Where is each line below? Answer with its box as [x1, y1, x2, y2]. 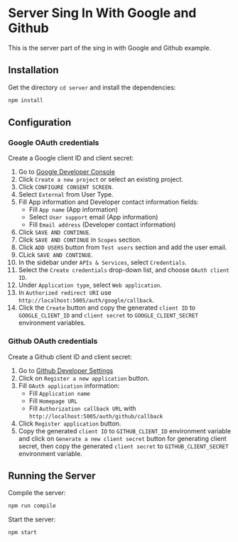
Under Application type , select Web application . [18, 281, 163, 289]
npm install [8, 97, 43, 104]
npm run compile [8, 502, 56, 509]
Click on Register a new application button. [18, 374, 150, 382]
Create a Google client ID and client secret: [8, 154, 134, 163]
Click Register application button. [18, 419, 121, 428]
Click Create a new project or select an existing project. [18, 175, 184, 184]
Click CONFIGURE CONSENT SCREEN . [18, 183, 114, 191]
